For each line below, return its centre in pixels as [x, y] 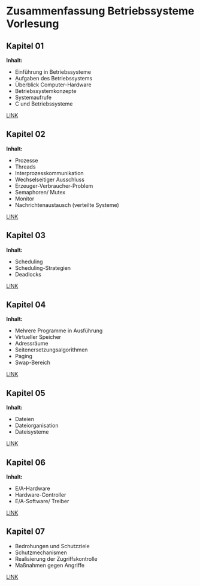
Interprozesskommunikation [49, 173]
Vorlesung [33, 24]
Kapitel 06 [26, 462]
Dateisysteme [32, 432]
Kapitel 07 [25, 532]
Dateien [25, 419]
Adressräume [31, 344]
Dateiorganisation [37, 426]
